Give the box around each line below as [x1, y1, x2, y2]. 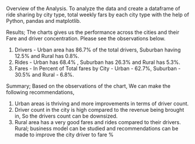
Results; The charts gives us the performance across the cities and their [6, 29, 180, 36]
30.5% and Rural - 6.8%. [14, 71, 74, 78]
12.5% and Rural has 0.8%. [14, 53, 80, 59]
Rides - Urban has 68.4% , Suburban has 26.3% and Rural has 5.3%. [14, 59, 181, 66]
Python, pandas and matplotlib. [6, 18, 81, 24]
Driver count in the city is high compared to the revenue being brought [14, 107, 184, 113]
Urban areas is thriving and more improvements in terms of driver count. [14, 100, 189, 107]
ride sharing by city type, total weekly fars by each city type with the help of [6, 11, 190, 18]
